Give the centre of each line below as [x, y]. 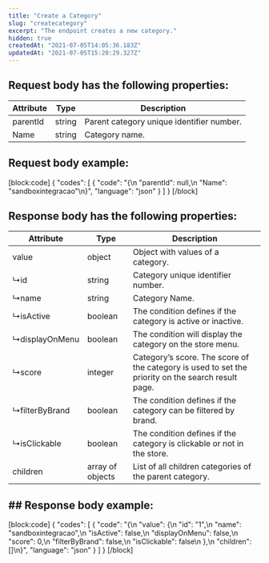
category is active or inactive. [188, 322]
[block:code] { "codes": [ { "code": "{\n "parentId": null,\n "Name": [118, 182]
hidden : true [30, 38]
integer [100, 372]
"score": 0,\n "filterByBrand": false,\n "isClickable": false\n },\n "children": [130, 541]
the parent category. [171, 476]
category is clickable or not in [188, 444]
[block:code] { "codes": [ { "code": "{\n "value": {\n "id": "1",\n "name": [125, 525]
